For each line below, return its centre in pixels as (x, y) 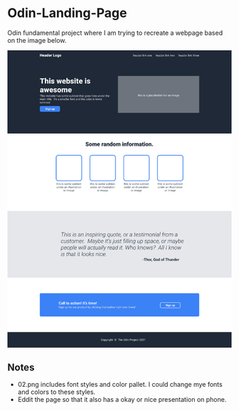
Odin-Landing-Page (67, 13)
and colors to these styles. (57, 392)
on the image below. (37, 40)
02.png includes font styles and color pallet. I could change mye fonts (120, 385)
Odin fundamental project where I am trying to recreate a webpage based (115, 33)
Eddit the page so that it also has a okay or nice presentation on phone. (122, 400)
